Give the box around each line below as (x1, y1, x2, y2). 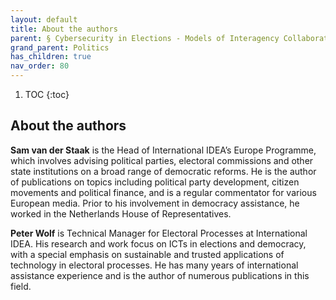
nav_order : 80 (10, 61, 70, 71)
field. (10, 280, 32, 292)
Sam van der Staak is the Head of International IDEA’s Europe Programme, (10, 144, 317, 156)
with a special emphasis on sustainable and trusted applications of (10, 248, 285, 260)
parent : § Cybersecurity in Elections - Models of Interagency (10, 33, 280, 43)
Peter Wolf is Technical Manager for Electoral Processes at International (10, 227, 308, 239)
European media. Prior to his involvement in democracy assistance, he (10, 197, 300, 209)
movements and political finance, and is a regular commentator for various (10, 186, 317, 198)
